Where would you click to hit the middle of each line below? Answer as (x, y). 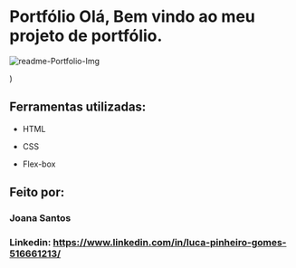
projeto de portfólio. (86, 36)
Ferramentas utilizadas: (78, 107)
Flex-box (39, 164)
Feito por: (37, 192)
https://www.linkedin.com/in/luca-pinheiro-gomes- (170, 242)
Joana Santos (40, 218)
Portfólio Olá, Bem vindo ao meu (132, 17)
